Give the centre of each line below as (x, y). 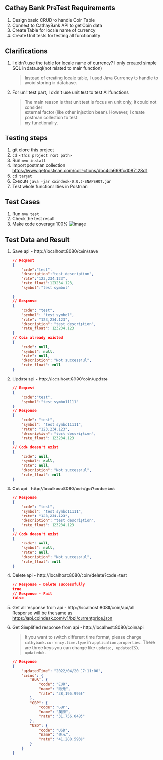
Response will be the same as (42, 613)
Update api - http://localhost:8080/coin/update (60, 379)
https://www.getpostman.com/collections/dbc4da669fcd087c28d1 (80, 171)
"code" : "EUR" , (54, 684)
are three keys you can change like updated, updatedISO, (82, 647)
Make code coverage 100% (40, 224)
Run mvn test (26, 214)
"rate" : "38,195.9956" (62, 694)
